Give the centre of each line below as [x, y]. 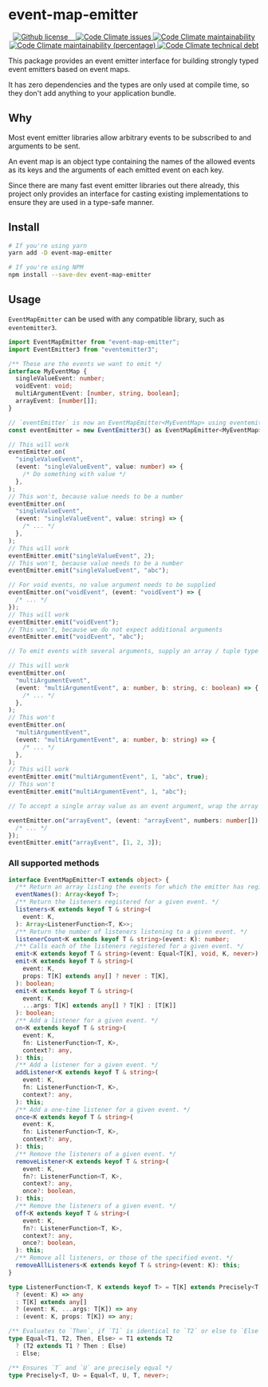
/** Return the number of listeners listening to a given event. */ [132, 932]
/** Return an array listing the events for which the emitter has [130, 887]
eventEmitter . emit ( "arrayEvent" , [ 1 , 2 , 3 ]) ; [85, 843]
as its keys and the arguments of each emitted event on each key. [116, 170]
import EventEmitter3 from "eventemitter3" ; [83, 349]
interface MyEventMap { [48, 371]
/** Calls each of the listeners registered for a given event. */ [130, 947]
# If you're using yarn [48, 246]
